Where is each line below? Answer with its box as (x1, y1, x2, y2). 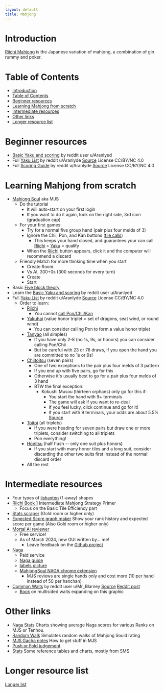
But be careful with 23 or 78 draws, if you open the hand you (34, 347, 157, 353)
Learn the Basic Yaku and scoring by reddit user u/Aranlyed (12, 290, 133, 296)
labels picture (19, 563, 47, 568)
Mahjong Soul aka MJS (12, 196, 59, 202)
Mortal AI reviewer (12, 526, 50, 532)
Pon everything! (34, 436, 66, 442)
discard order (34, 456, 62, 462)
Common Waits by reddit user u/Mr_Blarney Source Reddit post (12, 584, 141, 590)
